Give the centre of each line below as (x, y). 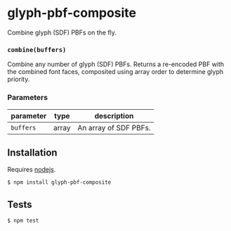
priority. (19, 80)
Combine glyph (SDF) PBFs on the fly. (62, 32)
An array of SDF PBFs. (114, 127)
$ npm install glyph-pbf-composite (59, 182)
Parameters (27, 98)
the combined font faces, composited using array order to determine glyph (115, 72)
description (114, 115)
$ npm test (23, 221)
